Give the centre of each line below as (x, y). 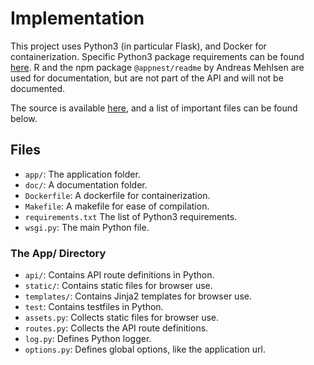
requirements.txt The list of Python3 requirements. (131, 216)
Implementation (77, 18)
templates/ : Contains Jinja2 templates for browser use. (138, 296)
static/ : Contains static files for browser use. (118, 286)
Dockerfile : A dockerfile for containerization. (117, 195)
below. (24, 118)
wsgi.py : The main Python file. (87, 227)
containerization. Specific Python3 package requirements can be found (157, 56)
